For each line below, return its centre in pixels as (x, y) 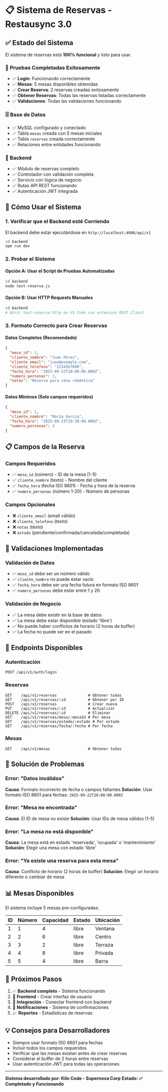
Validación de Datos (30, 563)
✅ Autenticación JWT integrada (45, 191)
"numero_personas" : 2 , (33, 376)
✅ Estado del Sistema (39, 43)
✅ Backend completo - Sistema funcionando (59, 991)
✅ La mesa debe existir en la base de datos (57, 615)
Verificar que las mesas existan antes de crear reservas (70, 1053)
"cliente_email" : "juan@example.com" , (50, 362)
